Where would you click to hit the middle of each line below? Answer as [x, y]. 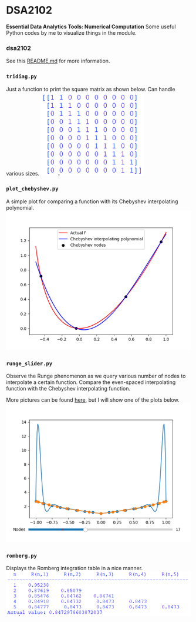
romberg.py [21, 556]
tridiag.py [21, 77]
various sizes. [23, 173]
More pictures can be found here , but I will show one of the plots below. [93, 400]
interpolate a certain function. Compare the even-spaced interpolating [91, 382]
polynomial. [20, 207]
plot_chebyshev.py [32, 189]
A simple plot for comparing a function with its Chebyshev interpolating [92, 201]
